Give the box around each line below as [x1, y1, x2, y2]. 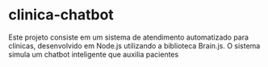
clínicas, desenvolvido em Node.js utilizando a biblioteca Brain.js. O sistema [8, 40, 261, 50]
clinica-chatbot [8, 6, 115, 24]
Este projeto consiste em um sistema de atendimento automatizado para [8, 32, 249, 42]
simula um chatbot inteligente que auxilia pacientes [8, 49, 179, 59]
